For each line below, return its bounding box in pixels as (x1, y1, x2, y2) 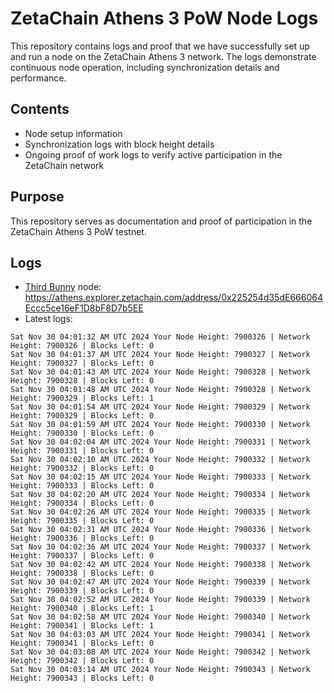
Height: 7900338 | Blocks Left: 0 (10, 568, 155, 579)
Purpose (10, 188, 65, 206)
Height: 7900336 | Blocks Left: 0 (10, 533, 155, 544)
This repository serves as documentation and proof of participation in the (10, 215, 313, 227)
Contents (10, 101, 70, 118)
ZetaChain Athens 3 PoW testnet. (10, 225, 147, 237)
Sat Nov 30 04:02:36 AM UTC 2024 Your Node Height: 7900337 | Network (10, 542, 311, 552)
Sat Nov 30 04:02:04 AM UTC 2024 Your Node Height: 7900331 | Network (10, 437, 311, 447)
